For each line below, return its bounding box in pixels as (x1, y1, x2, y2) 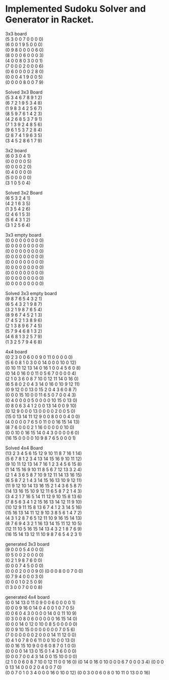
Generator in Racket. (5, 14, 94, 25)
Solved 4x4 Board (5, 445, 43, 451)
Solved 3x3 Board (5, 89, 43, 95)
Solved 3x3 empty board (5, 290, 57, 296)
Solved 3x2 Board (5, 189, 43, 196)
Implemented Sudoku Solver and (5, 3, 146, 15)
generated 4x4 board (5, 594, 50, 600)
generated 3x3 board (5, 541, 50, 547)
